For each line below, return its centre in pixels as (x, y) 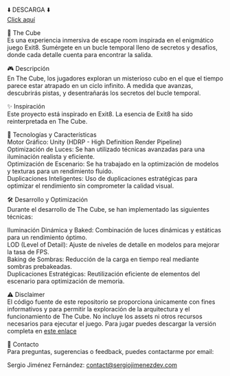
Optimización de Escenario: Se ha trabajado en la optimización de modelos (113, 164)
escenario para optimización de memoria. (66, 281)
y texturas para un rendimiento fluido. (60, 171)
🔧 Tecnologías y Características (52, 135)
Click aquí (21, 20)
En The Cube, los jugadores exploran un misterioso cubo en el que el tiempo (115, 78)
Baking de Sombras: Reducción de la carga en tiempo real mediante (103, 259)
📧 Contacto (23, 344)
